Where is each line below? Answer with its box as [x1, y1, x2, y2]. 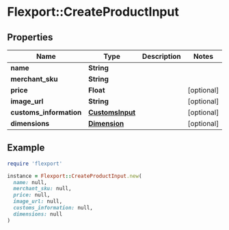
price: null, [13, 192, 51, 199]
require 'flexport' [7, 160, 63, 167]
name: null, [13, 179, 48, 186]
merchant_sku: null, [13, 186, 72, 192]
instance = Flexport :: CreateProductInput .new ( [7, 172, 142, 179]
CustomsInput [87, 107, 136, 117]
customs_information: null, [13, 205, 94, 212]
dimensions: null [13, 210, 63, 218]
